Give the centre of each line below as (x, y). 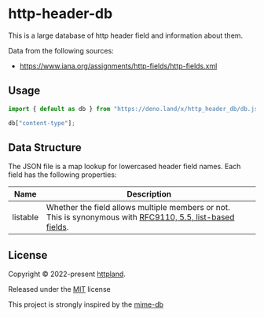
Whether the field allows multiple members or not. (138, 208)
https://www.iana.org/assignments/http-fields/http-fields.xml (118, 66)
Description (149, 194)
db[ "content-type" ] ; (42, 123)
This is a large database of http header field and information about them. (126, 35)
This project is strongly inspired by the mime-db (86, 304)
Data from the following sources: (61, 50)
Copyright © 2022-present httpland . (67, 274)
